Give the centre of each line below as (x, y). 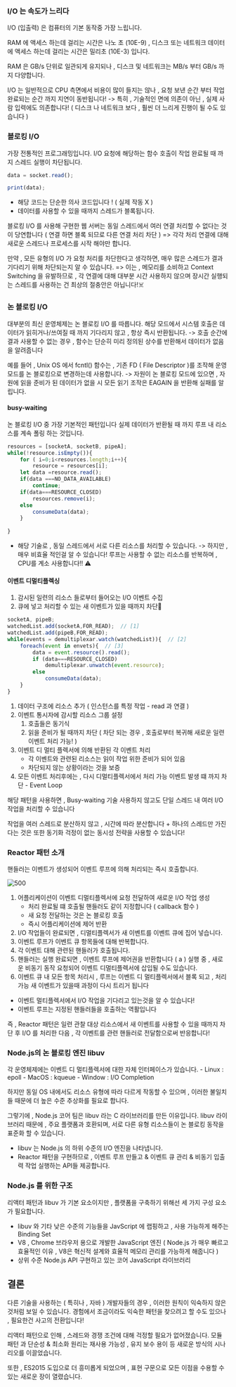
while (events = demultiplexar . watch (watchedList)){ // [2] (97, 639)
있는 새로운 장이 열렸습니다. (45, 1376)
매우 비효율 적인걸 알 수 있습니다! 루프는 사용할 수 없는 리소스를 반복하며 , (117, 555)
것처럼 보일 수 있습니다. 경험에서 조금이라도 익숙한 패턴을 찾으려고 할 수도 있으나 (117, 1311)
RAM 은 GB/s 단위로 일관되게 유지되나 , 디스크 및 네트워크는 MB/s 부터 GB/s (112, 66)
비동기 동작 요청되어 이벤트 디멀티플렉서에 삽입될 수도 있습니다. (111, 968)
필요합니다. (30, 1211)
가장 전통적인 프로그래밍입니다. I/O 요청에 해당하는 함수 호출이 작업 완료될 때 (112, 153)
